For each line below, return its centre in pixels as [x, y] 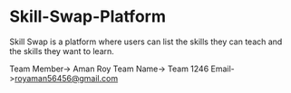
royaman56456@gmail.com [67, 78]
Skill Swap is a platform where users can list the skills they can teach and [146, 42]
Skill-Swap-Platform [87, 17]
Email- [223, 69]
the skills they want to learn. [62, 51]
